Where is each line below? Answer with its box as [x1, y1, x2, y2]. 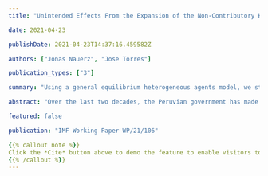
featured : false [8, 112, 62, 120]
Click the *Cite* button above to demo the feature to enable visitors [8, 148, 251, 156]
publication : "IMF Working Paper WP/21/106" [8, 127, 159, 135]
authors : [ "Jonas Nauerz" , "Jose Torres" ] [8, 55, 152, 63]
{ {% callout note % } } [8, 141, 81, 149]
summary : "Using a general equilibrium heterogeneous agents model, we [8, 84, 251, 92]
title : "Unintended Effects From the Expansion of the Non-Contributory [8, 11, 255, 20]
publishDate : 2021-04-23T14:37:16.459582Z [8, 41, 152, 49]
